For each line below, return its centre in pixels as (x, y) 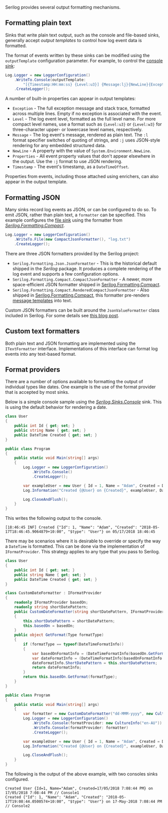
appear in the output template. (36, 182)
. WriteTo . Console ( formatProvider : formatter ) (80, 727)
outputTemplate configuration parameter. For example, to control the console (84, 61)
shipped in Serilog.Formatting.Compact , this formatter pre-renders (81, 295)
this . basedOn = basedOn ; (49, 626)
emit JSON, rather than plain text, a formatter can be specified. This (75, 215)
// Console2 (17, 806)
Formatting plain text (38, 23)
